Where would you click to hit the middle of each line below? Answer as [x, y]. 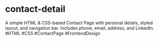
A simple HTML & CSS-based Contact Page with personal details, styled [79, 23]
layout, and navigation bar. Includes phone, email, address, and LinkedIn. [80, 28]
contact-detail [35, 9]
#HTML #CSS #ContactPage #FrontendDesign [53, 33]
